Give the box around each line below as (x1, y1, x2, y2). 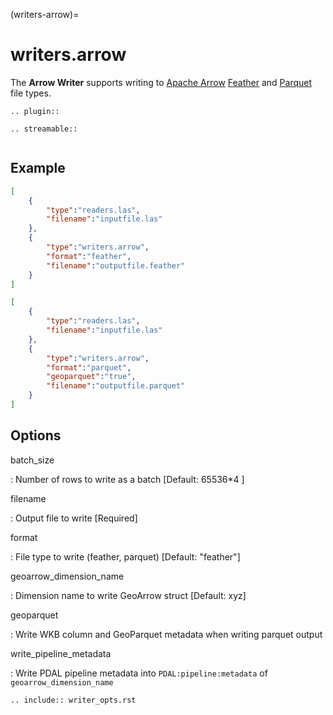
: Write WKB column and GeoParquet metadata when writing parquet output (10, 628, 323, 640)
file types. (10, 87, 52, 99)
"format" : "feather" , (46, 251, 132, 261)
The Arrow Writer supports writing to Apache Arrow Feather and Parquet (10, 76, 313, 88)
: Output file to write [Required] (10, 512, 138, 524)
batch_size (10, 454, 55, 466)
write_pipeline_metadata (10, 647, 112, 659)
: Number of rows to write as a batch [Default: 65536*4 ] (10, 473, 245, 485)
